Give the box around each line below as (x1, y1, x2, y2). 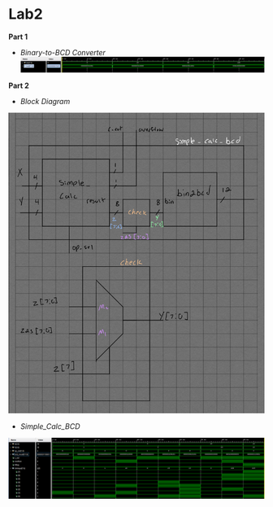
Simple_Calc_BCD (19, 422, 80, 431)
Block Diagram (19, 96, 71, 106)
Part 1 (8, 32, 28, 42)
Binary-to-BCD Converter (19, 47, 106, 57)
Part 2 (8, 81, 30, 90)
